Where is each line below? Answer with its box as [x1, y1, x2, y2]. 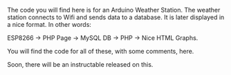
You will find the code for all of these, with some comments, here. [7, 47, 194, 55]
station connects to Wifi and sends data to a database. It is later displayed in [7, 13, 225, 21]
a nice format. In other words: [7, 21, 92, 28]
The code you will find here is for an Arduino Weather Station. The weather [7, 6, 221, 14]
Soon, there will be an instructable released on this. [7, 61, 154, 68]
